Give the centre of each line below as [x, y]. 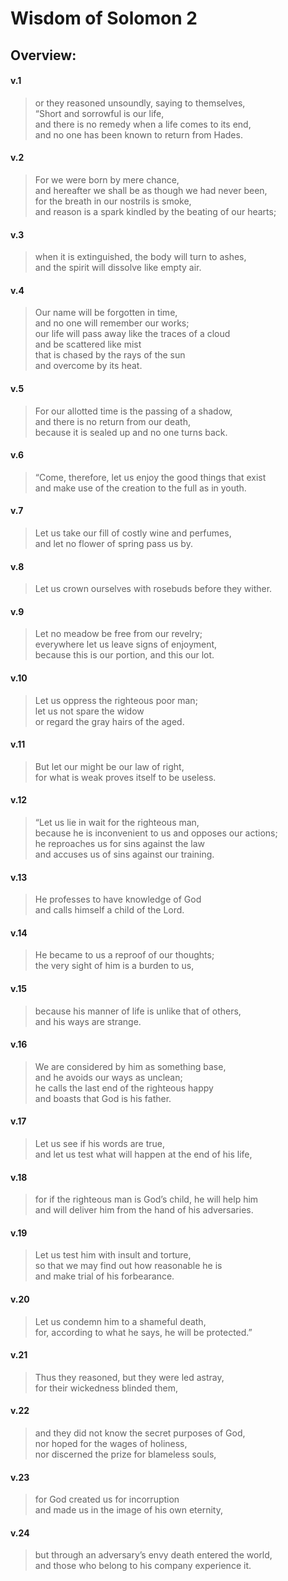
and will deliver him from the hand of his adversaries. [144, 1210]
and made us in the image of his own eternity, [128, 1510]
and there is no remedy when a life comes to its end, [143, 124]
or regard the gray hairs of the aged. [109, 721]
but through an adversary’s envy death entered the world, [153, 1555]
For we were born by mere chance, [107, 179]
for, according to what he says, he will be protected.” [143, 1332]
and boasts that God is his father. [103, 1098]
